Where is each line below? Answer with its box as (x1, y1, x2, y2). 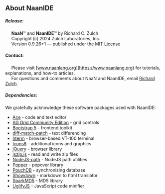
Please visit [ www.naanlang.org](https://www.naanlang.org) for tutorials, (11, 65, 161, 71)
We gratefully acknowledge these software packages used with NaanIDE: (5, 104, 156, 111)
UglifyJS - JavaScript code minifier (12, 183, 85, 189)
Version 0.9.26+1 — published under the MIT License (11, 41, 121, 47)
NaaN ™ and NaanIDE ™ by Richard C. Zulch (11, 30, 99, 36)
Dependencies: (5, 92, 37, 98)
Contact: (5, 52, 24, 58)
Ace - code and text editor (12, 114, 67, 120)
